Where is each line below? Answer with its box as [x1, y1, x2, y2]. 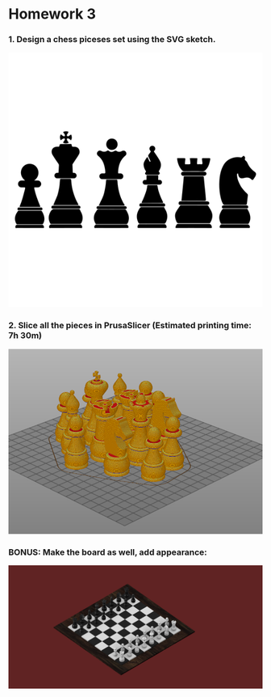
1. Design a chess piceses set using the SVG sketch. [8, 34, 216, 45]
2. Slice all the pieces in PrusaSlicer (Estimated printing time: [8, 320, 252, 332]
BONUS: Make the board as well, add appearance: [8, 547, 207, 558]
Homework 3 [8, 5, 97, 23]
